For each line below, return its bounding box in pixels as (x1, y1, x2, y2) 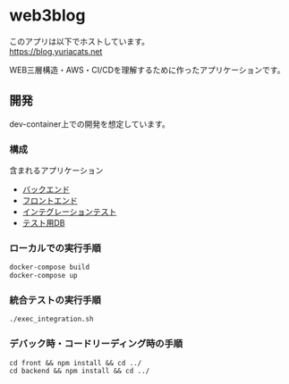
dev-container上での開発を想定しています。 (9, 118, 170, 129)
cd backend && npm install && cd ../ (9, 366, 150, 375)
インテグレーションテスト (21, 206, 117, 217)
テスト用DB (21, 218, 65, 229)
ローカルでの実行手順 (9, 242, 101, 255)
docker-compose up (9, 271, 78, 280)
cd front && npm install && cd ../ (9, 358, 142, 367)
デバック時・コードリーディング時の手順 (9, 338, 183, 350)
